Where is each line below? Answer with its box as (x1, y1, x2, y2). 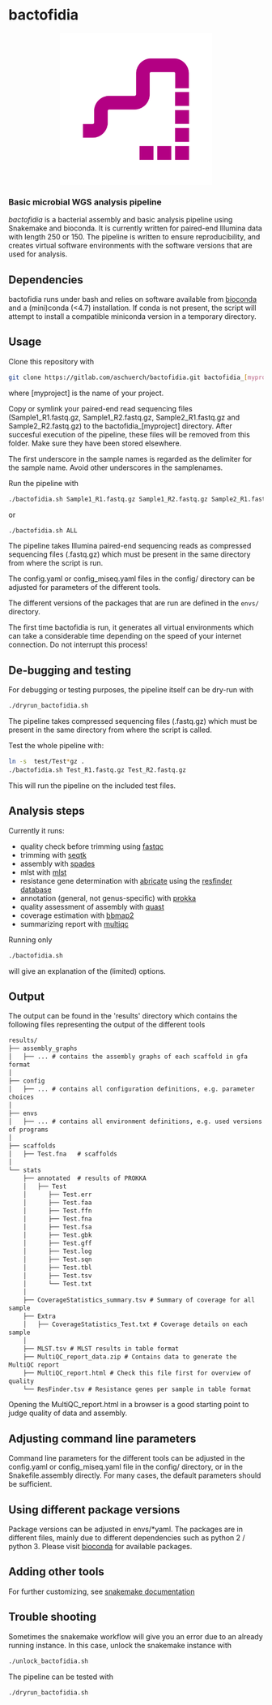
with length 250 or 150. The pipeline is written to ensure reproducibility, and (8, 232, 261, 242)
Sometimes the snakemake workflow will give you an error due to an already (8, 1631, 263, 1641)
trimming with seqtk (19, 850, 87, 859)
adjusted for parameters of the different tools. (8, 583, 161, 592)
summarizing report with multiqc (19, 919, 130, 928)
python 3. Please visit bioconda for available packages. (8, 1542, 193, 1552)
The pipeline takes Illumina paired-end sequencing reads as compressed (8, 541, 252, 551)
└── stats (8, 1166, 42, 1174)
